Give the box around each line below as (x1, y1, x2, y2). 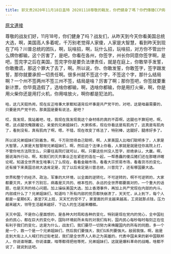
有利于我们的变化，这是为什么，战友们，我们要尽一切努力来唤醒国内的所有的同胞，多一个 (5, 223, 164, 228)
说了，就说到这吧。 (5, 244, 40, 249)
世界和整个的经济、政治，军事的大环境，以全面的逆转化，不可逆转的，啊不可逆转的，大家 (5, 175, 164, 180)
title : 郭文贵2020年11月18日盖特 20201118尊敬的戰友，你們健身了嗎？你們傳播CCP (5, 7, 162, 13)
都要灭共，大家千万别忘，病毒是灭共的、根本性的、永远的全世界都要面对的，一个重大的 (5, 180, 161, 186)
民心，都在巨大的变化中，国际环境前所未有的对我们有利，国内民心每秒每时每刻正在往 (12, 217, 164, 222)
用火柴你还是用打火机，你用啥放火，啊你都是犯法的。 (5, 90, 117, 97)
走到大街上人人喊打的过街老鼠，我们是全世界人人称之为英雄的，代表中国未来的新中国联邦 (5, 234, 164, 239)
